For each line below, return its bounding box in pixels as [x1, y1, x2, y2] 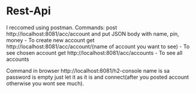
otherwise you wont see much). [6, 79, 85, 87]
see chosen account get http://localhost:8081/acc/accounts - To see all [6, 49, 183, 56]
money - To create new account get [6, 36, 95, 44]
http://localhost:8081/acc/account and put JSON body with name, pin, [6, 30, 180, 37]
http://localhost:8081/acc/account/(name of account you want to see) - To [6, 43, 190, 50]
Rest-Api [6, 4, 51, 18]
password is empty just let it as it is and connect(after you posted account [6, 73, 189, 80]
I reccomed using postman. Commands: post [6, 24, 117, 31]
